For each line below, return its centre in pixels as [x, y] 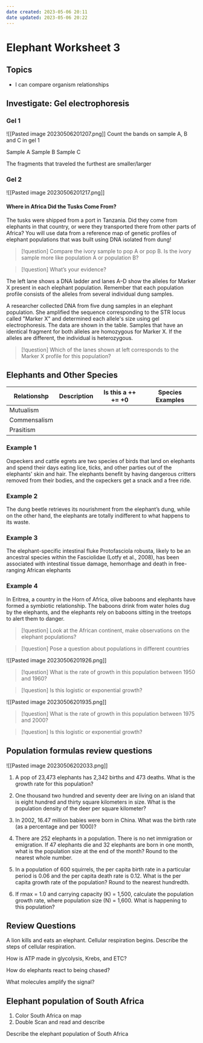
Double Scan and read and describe [60, 1022]
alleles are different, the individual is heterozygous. [70, 338]
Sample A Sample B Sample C [43, 152]
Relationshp [31, 396]
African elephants [49, 570]
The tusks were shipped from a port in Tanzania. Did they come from [92, 220]
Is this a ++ [120, 392]
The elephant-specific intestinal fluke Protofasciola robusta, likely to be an [98, 551]
